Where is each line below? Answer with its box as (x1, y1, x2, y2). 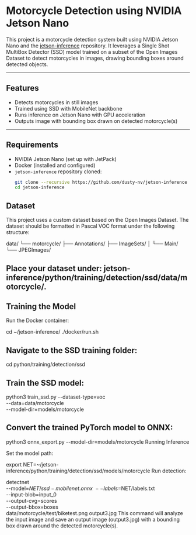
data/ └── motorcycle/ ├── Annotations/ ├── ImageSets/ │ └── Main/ (6, 240, 178, 247)
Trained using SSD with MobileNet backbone (14, 105, 123, 112)
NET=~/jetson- (23, 461, 60, 468)
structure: (6, 229, 30, 236)
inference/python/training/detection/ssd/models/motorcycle (6, 467, 150, 474)
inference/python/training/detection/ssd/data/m (6, 272, 188, 282)
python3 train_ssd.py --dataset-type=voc (6, 393, 106, 400)
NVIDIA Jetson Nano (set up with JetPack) (14, 155, 117, 162)
